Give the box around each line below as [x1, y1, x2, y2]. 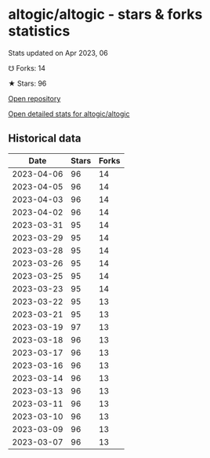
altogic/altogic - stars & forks [8, 5, 203, 24]
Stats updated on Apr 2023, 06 [8, 48, 108, 57]
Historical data [8, 132, 81, 145]
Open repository [8, 93, 61, 103]
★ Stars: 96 [8, 79, 47, 88]
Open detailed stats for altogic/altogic [8, 108, 130, 119]
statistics [8, 22, 71, 40]
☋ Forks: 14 [8, 63, 45, 72]
